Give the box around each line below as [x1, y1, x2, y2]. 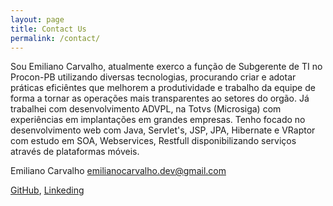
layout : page [10, 14, 65, 25]
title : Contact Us [10, 24, 87, 34]
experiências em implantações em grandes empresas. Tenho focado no [10, 114, 306, 126]
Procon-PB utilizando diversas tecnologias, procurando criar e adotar [10, 71, 297, 83]
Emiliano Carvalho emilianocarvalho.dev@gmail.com [10, 165, 227, 177]
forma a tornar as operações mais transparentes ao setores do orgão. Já [10, 92, 310, 105]
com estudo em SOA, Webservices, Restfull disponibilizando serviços [10, 135, 297, 147]
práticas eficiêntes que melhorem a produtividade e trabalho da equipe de [10, 82, 316, 94]
